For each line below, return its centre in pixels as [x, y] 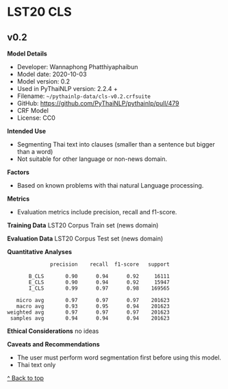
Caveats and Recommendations [53, 344]
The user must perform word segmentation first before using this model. [119, 357]
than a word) [35, 152]
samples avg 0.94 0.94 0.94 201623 [90, 318]
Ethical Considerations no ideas [53, 331]
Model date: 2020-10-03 [52, 74]
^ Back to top [26, 378]
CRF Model [33, 111]
